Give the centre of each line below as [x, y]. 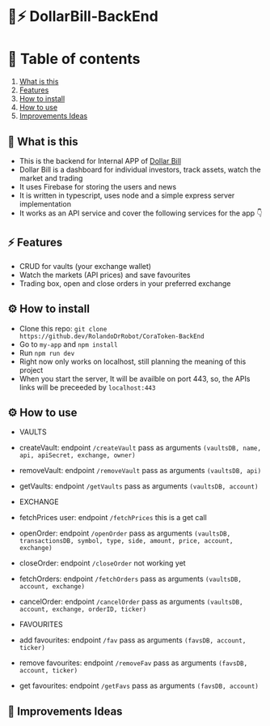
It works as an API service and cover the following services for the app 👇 [141, 213]
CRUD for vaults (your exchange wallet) [85, 266]
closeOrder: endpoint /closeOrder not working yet [103, 563]
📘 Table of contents [74, 59]
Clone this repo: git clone [63, 328]
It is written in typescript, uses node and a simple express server [127, 195]
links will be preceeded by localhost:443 [87, 387]
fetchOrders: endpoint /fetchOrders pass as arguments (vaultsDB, [130, 579]
